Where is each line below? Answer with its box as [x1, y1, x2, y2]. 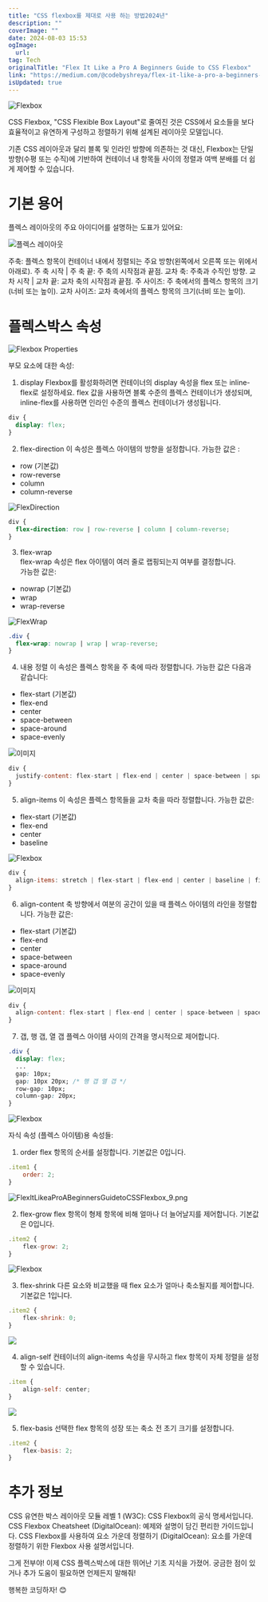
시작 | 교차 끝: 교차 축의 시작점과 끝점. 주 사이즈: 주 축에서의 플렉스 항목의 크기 [16, 276, 258, 286]
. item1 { [8, 1164, 37, 1172]
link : [8, 71, 26, 79]
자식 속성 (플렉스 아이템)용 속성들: [8, 1131, 114, 1140]
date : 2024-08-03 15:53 [8, 34, 88, 42]
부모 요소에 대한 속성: [8, 361, 74, 371]
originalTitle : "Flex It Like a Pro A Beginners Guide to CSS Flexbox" [8, 64, 251, 72]
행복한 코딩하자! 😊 [8, 1585, 67, 1595]
